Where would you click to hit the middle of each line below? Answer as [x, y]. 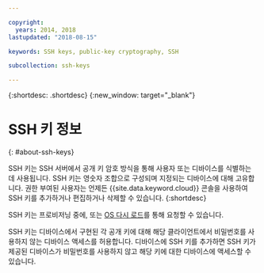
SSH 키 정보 [45, 129]
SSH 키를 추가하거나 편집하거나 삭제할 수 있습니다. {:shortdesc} [107, 198]
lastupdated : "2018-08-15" [53, 37]
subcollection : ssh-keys [49, 66]
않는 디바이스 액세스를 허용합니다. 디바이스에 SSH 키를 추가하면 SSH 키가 [142, 241]
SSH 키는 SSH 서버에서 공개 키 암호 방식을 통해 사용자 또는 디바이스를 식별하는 [130, 169]
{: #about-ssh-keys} [41, 152]
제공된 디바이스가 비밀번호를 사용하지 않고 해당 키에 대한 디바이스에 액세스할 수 [130, 252]
